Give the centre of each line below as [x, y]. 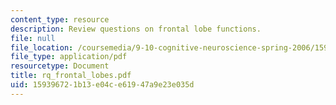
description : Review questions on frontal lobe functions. [136, 29]
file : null [33, 38]
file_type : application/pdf [69, 57]
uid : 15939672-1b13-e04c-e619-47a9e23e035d [102, 85]
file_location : [42, 47]
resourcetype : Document [60, 66]
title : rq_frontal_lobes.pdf [71, 76]
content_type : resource [60, 19]
